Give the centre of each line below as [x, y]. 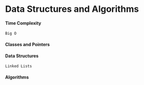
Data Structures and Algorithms [72, 9]
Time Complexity [23, 23]
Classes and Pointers [28, 44]
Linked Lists [19, 66]
